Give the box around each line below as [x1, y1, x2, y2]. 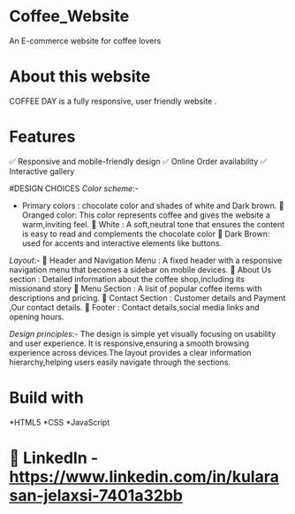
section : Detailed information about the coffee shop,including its [9, 273, 245, 284]
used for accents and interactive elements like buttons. [21, 237, 223, 249]
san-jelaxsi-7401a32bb [9, 485, 184, 505]
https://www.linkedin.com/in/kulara [9, 466, 280, 487]
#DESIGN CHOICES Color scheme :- [9, 183, 139, 194]
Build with [9, 387, 84, 408]
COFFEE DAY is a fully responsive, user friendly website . [9, 96, 217, 106]
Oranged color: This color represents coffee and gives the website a [21, 210, 271, 220]
